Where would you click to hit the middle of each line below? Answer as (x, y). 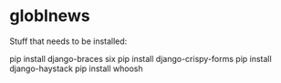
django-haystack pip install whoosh (76, 68)
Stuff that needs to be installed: (68, 41)
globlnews (50, 16)
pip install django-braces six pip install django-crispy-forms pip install (140, 58)
